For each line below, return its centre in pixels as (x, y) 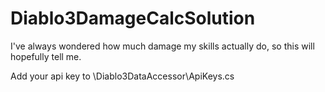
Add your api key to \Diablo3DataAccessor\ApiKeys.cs (122, 76)
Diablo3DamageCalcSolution (133, 18)
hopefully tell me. (46, 56)
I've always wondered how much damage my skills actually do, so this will (162, 46)
